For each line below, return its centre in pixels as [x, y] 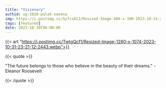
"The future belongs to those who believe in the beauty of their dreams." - [81, 66]
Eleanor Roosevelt [23, 71]
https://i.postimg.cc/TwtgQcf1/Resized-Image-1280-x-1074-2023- [89, 42]
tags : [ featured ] [23, 23]
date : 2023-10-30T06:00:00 [33, 28]
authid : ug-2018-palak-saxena [36, 14]
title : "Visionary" [25, 10]
